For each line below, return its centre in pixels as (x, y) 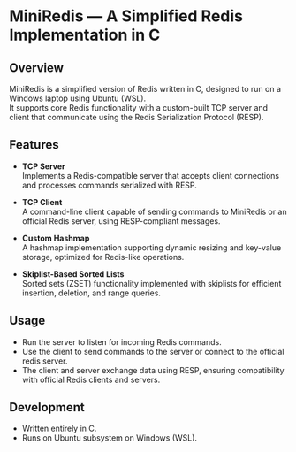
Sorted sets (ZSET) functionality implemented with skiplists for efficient (152, 283)
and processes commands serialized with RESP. (109, 185)
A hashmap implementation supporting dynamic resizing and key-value (152, 247)
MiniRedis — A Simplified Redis (126, 16)
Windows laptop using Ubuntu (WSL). (78, 98)
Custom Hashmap (56, 238)
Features (34, 145)
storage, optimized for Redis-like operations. (103, 257)
